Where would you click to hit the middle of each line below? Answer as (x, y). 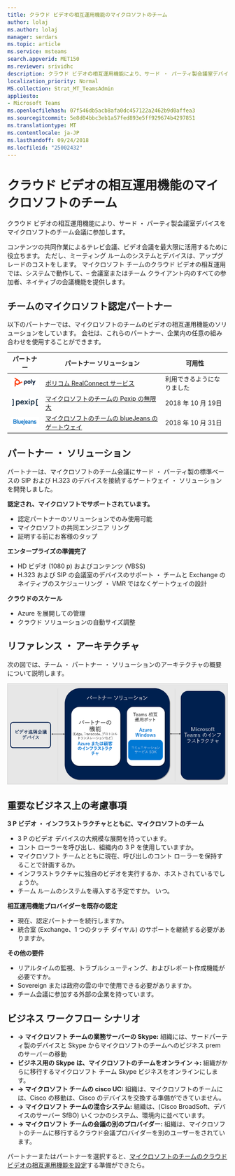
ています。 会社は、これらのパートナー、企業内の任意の (130, 333)
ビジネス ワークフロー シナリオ (74, 1018)
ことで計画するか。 (51, 865)
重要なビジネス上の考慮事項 (67, 806)
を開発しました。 (32, 489)
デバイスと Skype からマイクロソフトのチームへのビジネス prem (128, 1045)
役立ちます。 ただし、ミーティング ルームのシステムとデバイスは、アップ (113, 256)
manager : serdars (33, 37)
